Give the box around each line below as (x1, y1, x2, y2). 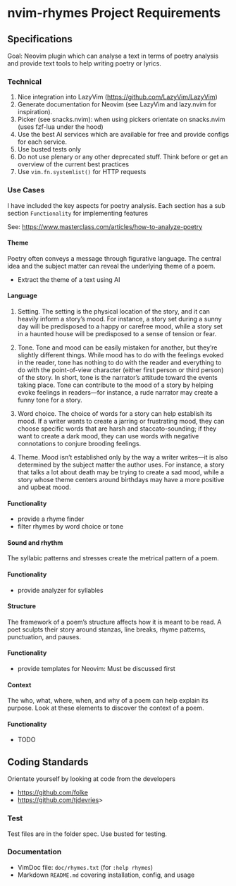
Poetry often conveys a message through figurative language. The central (7, 254, 222, 262)
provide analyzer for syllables (17, 586, 104, 594)
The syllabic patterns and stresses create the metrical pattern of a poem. (7, 554, 220, 562)
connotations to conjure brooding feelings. (17, 439, 142, 448)
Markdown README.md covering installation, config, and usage (17, 870, 195, 879)
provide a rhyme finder (17, 515, 85, 523)
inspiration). (17, 108, 53, 116)
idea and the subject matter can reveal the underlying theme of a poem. (7, 262, 216, 270)
